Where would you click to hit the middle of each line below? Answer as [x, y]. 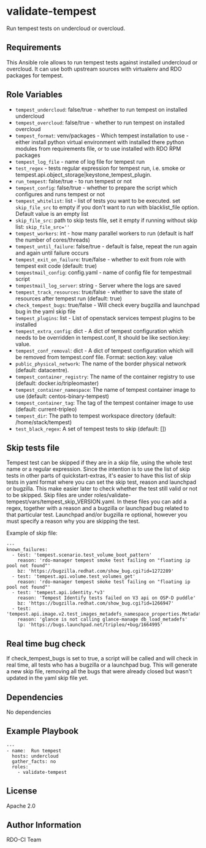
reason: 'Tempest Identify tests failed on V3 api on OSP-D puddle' [107, 598]
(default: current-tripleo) [46, 409]
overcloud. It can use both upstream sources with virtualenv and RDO [94, 69]
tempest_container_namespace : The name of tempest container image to [105, 389]
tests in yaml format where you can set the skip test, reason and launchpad [101, 482]
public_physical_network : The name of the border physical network [101, 364]
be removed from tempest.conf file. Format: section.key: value [94, 357]
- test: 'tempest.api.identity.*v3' [59, 593]
